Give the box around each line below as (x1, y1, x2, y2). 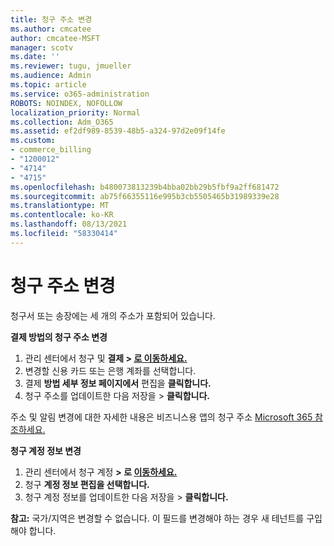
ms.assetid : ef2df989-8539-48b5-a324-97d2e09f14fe (10, 126, 226, 136)
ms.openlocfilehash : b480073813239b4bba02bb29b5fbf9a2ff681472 (10, 182, 280, 192)
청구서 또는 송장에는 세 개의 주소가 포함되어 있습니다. (10, 309, 216, 321)
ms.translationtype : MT (10, 201, 110, 211)
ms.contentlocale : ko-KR (10, 210, 114, 220)
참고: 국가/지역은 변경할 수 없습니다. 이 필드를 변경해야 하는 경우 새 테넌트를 (10, 512, 305, 524)
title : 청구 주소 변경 (10, 14, 93, 25)
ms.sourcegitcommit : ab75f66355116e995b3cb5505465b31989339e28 (10, 191, 280, 201)
